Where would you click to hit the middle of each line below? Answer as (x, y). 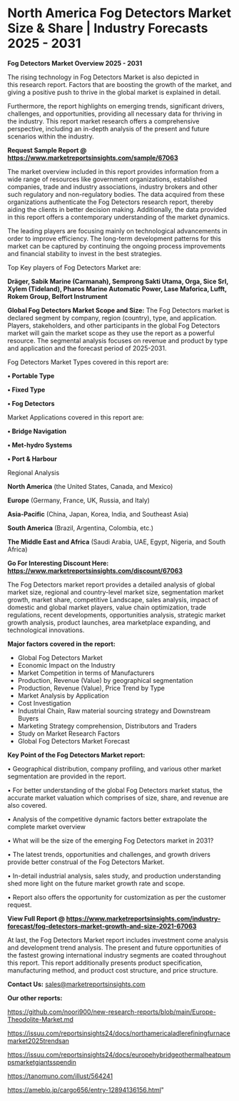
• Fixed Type (26, 390)
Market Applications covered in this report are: (76, 417)
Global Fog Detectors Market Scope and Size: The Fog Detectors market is (118, 310)
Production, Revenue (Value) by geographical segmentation (106, 680)
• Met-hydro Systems (40, 445)
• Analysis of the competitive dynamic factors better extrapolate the (107, 819)
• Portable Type (31, 375)
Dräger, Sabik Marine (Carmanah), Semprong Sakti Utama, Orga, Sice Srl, (118, 281)
